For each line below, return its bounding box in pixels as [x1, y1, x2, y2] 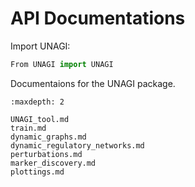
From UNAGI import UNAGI [10, 59, 114, 69]
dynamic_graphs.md [10, 132, 87, 142]
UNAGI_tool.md [10, 114, 70, 124]
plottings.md [10, 167, 65, 177]
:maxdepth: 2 [10, 97, 65, 107]
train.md [10, 123, 47, 133]
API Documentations [10, 7, 186, 30]
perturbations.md [10, 149, 83, 159]
